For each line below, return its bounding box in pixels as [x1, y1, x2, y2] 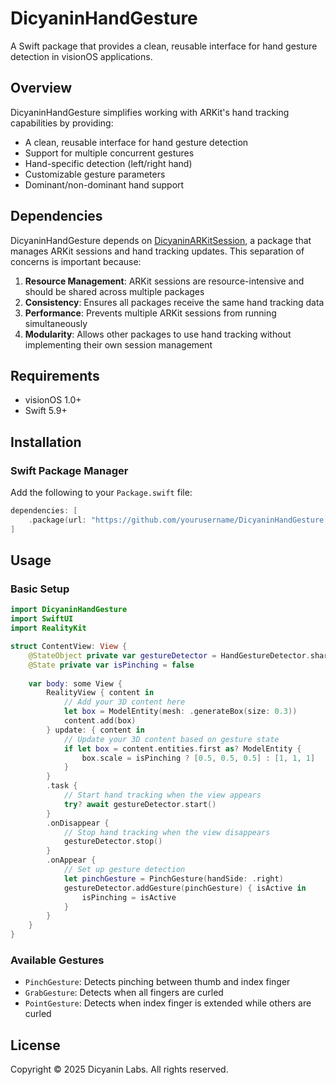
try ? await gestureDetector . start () [63, 799, 217, 809]
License [10, 1037, 61, 1054]
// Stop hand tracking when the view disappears [63, 827, 271, 837]
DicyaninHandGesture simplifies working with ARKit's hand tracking [10, 106, 290, 118]
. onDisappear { [46, 818, 110, 828]
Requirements [10, 367, 100, 384]
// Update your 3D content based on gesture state [63, 734, 280, 744]
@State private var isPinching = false [28, 660, 195, 670]
